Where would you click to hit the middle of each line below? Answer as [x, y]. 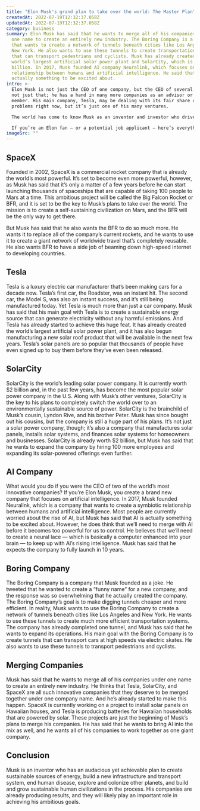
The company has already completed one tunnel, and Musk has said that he [99, 628]
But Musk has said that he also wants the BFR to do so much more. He [92, 228]
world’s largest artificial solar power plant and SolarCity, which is [102, 62]
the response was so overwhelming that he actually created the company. [97, 596]
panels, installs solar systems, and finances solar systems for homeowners [98, 434]
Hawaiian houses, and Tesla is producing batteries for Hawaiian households [99, 711]
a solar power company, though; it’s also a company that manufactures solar [100, 427]
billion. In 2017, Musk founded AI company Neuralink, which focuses [99, 67]
